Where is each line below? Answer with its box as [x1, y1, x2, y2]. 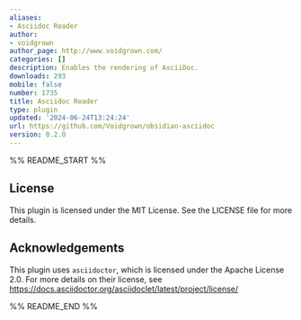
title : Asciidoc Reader [9, 96, 99, 106]
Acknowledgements [9, 240, 125, 256]
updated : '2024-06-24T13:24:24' [9, 113, 130, 122]
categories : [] [9, 55, 66, 64]
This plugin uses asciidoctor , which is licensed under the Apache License [9, 264, 285, 275]
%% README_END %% [9, 300, 99, 311]
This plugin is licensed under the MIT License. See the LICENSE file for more [9, 204, 293, 216]
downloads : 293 [9, 72, 66, 81]
